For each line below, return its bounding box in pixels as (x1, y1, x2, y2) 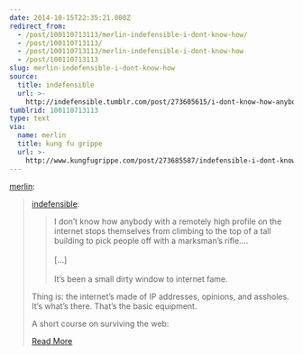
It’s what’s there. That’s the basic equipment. (31, 300, 197, 312)
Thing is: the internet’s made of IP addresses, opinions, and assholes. (31, 291, 290, 302)
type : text (9, 114, 50, 123)
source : (9, 72, 39, 81)
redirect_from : (9, 22, 67, 31)
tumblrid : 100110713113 (9, 106, 99, 115)
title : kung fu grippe (17, 139, 103, 148)
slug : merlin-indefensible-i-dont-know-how (9, 64, 176, 73)
